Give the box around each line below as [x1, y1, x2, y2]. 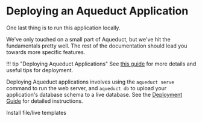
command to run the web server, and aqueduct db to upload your [6, 84, 167, 91]
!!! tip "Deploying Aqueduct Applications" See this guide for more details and [6, 60, 197, 67]
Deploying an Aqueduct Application [6, 4, 189, 18]
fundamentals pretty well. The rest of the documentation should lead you [6, 42, 188, 49]
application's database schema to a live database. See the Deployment [6, 91, 183, 98]
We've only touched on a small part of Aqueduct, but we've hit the [6, 35, 171, 43]
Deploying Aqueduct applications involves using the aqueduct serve [6, 78, 175, 85]
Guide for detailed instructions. [6, 97, 83, 105]
